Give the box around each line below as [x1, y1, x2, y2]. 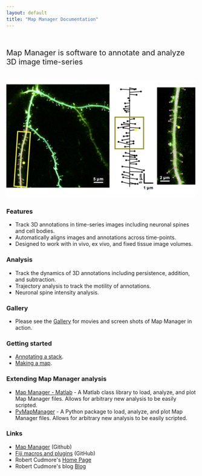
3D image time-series [6, 56, 83, 67]
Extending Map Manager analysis [6, 375, 107, 383]
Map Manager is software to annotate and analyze [6, 47, 185, 58]
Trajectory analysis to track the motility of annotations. [15, 282, 151, 290]
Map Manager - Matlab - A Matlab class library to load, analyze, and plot [15, 389, 196, 396]
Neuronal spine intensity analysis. [15, 288, 99, 296]
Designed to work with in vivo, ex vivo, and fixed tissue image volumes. [15, 240, 194, 248]
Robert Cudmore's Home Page [15, 456, 92, 463]
